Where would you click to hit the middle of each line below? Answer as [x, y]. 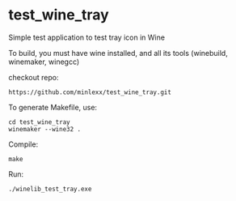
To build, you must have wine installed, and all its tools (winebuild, [118, 53]
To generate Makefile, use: [53, 107]
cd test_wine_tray [39, 122]
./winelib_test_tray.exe [50, 189]
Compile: [23, 144]
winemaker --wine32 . [45, 129]
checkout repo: [34, 77]
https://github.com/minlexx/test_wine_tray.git [90, 92]
